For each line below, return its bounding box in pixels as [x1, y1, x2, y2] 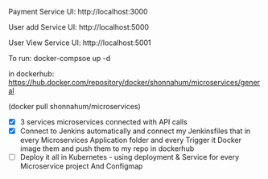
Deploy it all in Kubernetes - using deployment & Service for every [19, 153, 240, 162]
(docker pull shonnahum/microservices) [8, 102, 141, 111]
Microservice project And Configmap [19, 161, 143, 171]
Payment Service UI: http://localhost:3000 [8, 7, 148, 16]
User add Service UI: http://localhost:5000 [8, 22, 150, 31]
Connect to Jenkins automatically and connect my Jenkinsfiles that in [19, 126, 251, 136]
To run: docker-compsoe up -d [8, 54, 111, 63]
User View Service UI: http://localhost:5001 [8, 38, 151, 47]
